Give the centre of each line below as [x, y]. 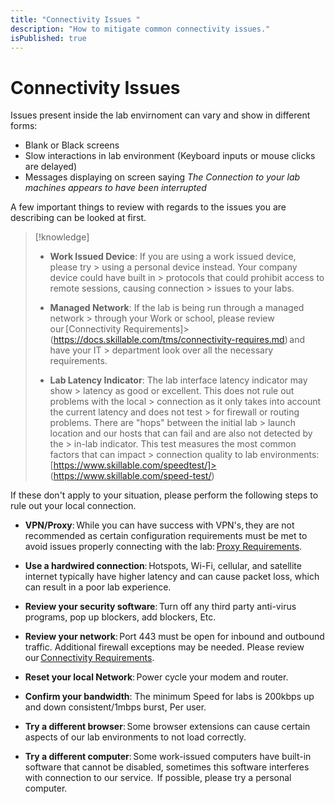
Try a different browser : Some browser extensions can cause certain [167, 727]
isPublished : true [48, 38]
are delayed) [51, 167]
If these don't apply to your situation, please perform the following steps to [164, 495]
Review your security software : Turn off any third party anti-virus [160, 607]
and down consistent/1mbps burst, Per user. [115, 707]
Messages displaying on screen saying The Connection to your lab [162, 177]
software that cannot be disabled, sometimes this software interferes [167, 767]
